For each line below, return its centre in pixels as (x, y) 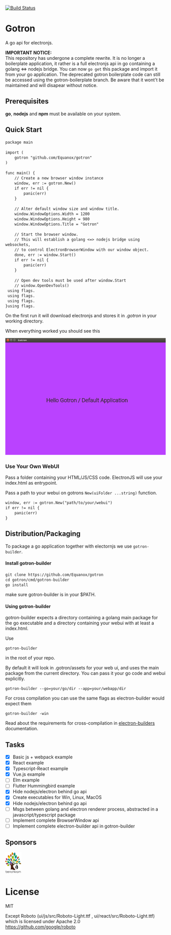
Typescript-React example (40, 769)
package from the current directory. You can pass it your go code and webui (85, 673)
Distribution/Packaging (43, 534)
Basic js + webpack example (42, 757)
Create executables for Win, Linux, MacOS (57, 797)
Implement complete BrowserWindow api (56, 820)
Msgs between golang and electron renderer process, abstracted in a (85, 809)
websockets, (18, 245)
